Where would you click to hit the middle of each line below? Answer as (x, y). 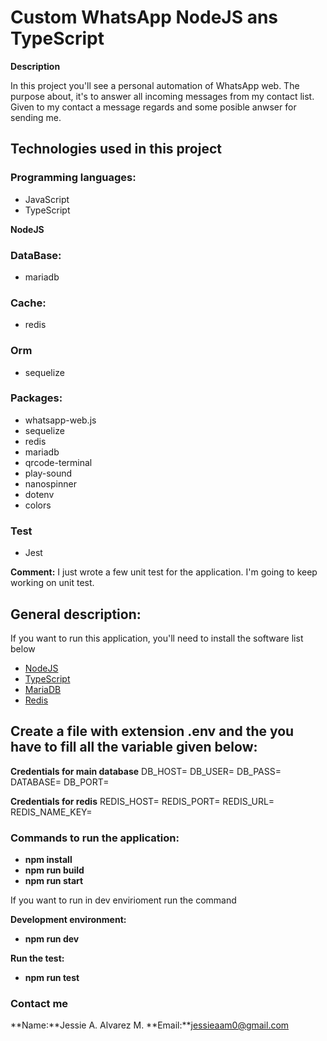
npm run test (52, 978)
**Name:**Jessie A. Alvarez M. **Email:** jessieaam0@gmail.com (150, 1025)
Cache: (28, 303)
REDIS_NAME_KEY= (51, 812)
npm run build (54, 870)
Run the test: (37, 958)
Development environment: (68, 920)
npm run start (54, 881)
